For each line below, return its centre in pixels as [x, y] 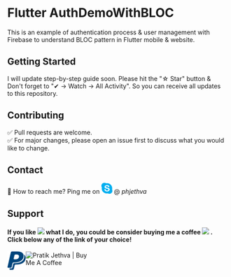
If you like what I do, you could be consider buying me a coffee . [110, 232]
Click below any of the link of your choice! [69, 240]
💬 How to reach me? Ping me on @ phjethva [77, 192]
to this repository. [33, 93]
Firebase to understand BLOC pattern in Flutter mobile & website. [101, 39]
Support [26, 214]
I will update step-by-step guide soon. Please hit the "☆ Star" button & [109, 78]
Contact [25, 170]
